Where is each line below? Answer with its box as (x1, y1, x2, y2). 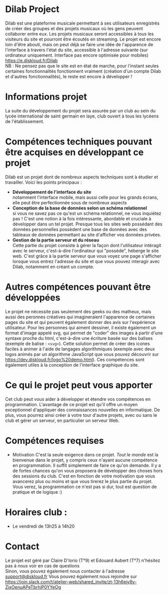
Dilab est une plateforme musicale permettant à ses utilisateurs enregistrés (5, 20, 160, 26)
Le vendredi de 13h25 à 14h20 (12, 523, 75, 529)
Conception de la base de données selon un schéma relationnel (12, 205, 147, 211)
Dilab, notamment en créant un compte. (12, 264, 94, 270)
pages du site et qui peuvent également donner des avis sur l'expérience (5, 319, 155, 325)
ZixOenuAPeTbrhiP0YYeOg (5, 584, 61, 590)
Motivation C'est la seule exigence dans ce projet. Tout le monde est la (12, 451, 158, 457)
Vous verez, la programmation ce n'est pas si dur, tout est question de (12, 484, 157, 490)
